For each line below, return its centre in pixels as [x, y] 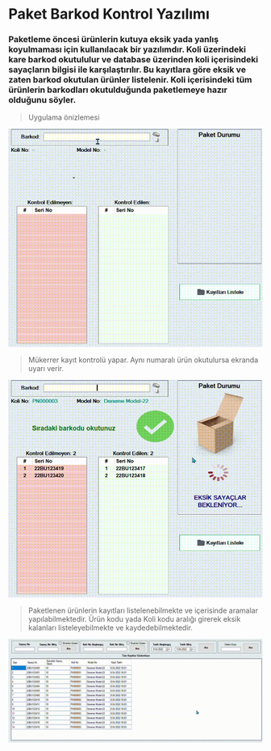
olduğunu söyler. [42, 100]
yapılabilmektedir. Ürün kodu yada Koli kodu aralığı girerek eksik [134, 619]
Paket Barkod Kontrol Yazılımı [109, 14]
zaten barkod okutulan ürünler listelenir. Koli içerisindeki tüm [130, 80]
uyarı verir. [46, 368]
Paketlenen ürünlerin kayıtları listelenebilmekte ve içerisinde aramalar [143, 610]
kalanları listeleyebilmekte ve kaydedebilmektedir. [110, 628]
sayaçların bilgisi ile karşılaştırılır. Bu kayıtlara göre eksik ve [127, 70]
